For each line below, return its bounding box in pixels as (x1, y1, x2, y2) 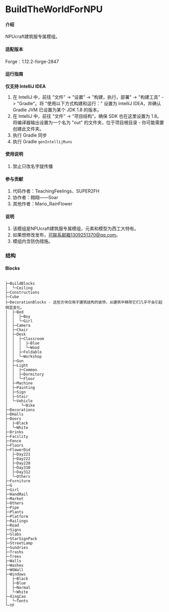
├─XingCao (5, 594, 26, 599)
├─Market (5, 496, 24, 501)
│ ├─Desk (5, 332, 26, 337)
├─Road (5, 523, 19, 528)
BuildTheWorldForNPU (5, 4, 103, 15)
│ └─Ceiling (5, 285, 33, 291)
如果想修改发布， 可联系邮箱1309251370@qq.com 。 (12, 232, 121, 238)
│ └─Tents (5, 598, 28, 603)
